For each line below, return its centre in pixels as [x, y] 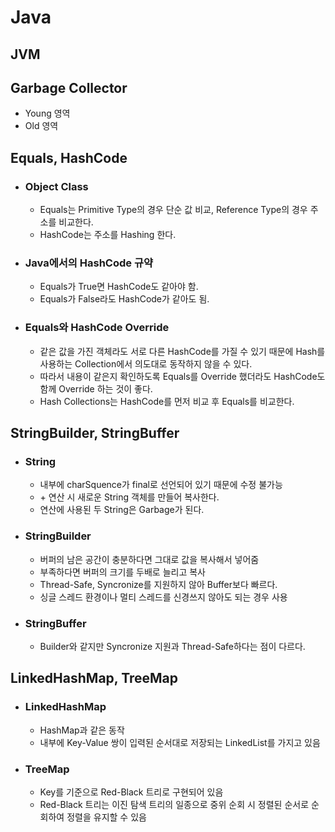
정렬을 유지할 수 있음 [106, 817]
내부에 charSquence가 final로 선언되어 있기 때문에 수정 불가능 [161, 485]
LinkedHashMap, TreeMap [94, 678]
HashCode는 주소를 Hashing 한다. [108, 235]
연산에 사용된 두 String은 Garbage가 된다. [122, 510]
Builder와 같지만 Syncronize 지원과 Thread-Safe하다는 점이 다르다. [172, 646]
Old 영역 [41, 126]
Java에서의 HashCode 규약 [88, 263]
